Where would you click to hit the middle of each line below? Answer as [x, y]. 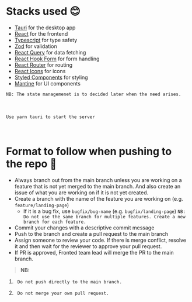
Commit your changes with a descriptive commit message [84, 228]
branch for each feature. [55, 222]
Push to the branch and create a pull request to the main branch [91, 234]
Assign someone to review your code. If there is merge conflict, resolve [100, 240]
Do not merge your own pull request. [63, 293]
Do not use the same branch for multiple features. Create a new [104, 217]
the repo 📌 [32, 164]
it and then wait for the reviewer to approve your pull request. [88, 246]
